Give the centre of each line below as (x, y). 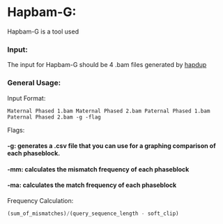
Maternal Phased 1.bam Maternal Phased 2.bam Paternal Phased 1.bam (109, 111)
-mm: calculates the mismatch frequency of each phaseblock (98, 169)
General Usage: (34, 83)
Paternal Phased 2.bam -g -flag (54, 117)
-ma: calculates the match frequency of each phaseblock (92, 185)
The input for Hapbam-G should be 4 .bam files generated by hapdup (107, 65)
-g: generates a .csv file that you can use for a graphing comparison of (111, 146)
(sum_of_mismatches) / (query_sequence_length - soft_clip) (93, 214)
